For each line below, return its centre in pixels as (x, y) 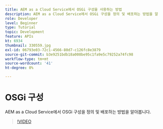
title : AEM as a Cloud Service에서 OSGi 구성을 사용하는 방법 (64, 9)
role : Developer (21, 18)
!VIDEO (24, 121)
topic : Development (25, 32)
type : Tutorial (20, 28)
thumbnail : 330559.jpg (28, 45)
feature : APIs (19, 37)
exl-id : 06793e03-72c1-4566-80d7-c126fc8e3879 (53, 50)
